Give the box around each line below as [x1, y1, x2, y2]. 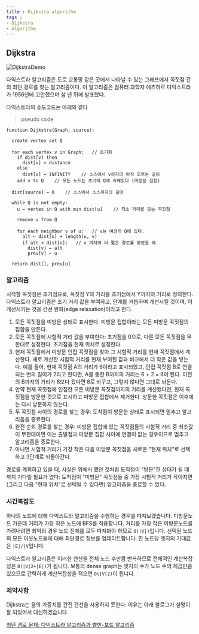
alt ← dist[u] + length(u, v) [22, 234, 97, 240]
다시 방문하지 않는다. [21, 401, 70, 408]
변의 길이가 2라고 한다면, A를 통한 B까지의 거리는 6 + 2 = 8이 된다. [26, 371, 181, 378]
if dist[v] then [17, 155, 58, 161]
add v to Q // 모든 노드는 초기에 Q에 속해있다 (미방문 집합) [17, 178, 160, 184]
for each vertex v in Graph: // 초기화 [11, 149, 112, 156]
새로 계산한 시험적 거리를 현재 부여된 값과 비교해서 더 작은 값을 [32, 356, 177, 363]
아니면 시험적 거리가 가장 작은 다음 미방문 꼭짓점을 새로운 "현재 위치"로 [14, 446, 179, 453]
